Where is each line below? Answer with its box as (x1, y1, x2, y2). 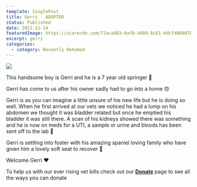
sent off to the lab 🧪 (6, 127, 54, 135)
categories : (6, 42, 35, 47)
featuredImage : (6, 30, 43, 36)
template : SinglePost (6, 8, 59, 15)
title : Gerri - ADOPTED (6, 14, 64, 20)
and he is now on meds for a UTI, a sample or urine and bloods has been (6, 121, 182, 128)
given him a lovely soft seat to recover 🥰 (6, 145, 103, 152)
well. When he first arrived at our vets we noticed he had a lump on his (6, 103, 177, 110)
